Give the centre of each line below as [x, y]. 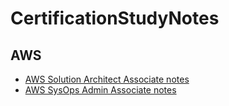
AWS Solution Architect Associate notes [107, 79]
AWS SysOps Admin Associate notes [100, 90]
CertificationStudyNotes [115, 18]
